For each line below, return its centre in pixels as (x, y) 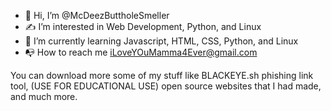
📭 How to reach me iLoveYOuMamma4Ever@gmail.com (141, 52)
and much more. (44, 96)
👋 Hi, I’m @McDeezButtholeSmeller (97, 15)
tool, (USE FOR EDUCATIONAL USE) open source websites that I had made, (166, 86)
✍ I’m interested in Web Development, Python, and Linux (143, 26)
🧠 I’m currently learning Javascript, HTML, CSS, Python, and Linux (161, 41)
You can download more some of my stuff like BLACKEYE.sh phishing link (162, 75)
